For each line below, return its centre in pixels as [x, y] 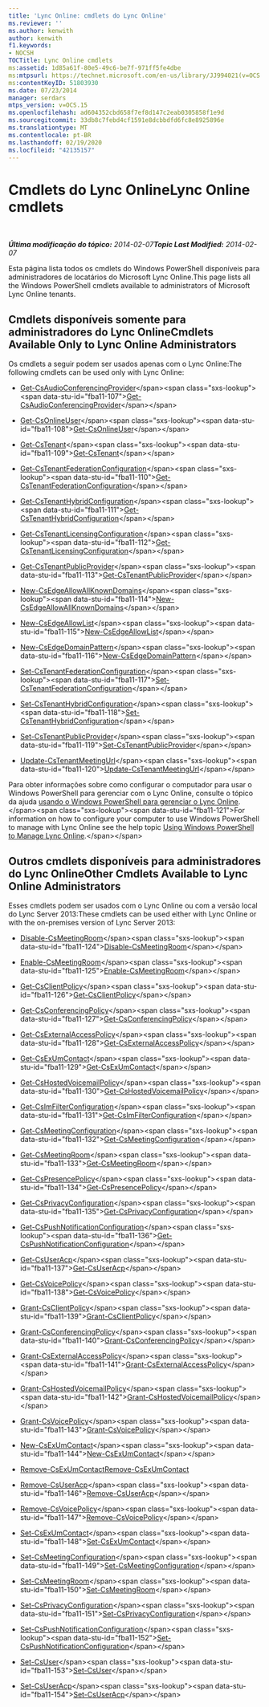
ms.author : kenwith [41, 30]
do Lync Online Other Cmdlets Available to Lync [128, 874]
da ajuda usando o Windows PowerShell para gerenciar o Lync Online [123, 802]
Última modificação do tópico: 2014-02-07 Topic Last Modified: [116, 245]
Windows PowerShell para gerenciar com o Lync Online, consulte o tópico [131, 793]
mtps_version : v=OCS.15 [48, 105]
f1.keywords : [30, 46]
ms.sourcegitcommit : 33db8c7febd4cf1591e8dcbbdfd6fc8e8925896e [116, 120]
